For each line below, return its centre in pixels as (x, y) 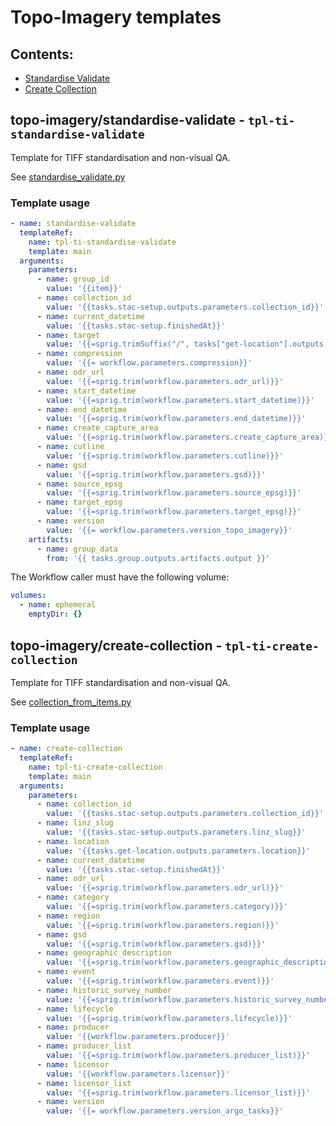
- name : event (66, 972)
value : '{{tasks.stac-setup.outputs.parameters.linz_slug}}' (176, 832)
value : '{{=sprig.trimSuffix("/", (118, 344)
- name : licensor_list (84, 1083)
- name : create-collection (66, 749)
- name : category (73, 897)
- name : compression (79, 354)
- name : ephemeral (58, 605)
